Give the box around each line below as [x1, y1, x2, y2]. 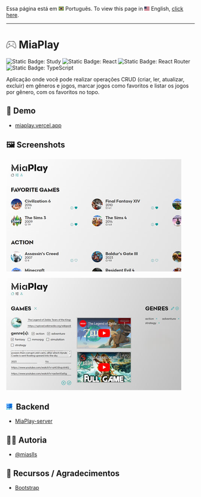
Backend [16, 401, 50, 412]
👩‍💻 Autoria [6, 435, 47, 445]
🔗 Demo [6, 106, 36, 116]
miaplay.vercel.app [14, 122, 62, 129]
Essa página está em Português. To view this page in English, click [6, 5, 184, 12]
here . [6, 11, 19, 19]
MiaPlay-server [14, 417, 53, 425]
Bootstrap [14, 484, 39, 491]
